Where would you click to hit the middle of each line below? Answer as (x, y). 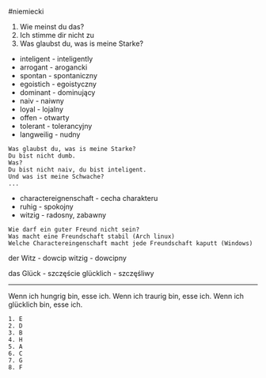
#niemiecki (26, 11)
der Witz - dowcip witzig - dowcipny (67, 258)
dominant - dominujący (57, 93)
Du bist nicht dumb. (42, 156)
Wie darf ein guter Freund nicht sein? (74, 229)
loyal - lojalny (42, 109)
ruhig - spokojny (46, 206)
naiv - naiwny (42, 101)
